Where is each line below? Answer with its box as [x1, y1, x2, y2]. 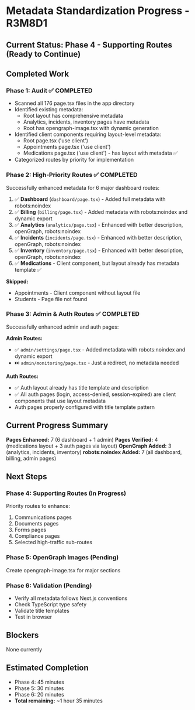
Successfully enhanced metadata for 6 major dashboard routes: [6, 184, 160, 191]
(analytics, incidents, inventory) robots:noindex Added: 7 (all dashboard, [6, 448, 182, 455]
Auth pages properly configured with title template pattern [14, 403, 155, 411]
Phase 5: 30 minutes [14, 684, 64, 692]
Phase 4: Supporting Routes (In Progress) [6, 489, 127, 497]
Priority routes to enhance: [6, 503, 71, 510]
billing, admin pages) [6, 455, 57, 462]
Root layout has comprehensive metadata [23, 112, 124, 120]
